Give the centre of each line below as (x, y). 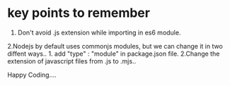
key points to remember (79, 13)
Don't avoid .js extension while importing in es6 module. (99, 32)
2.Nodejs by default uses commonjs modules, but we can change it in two (115, 46)
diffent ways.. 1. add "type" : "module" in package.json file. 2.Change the (114, 54)
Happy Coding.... (32, 75)
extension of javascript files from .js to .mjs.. (72, 61)
